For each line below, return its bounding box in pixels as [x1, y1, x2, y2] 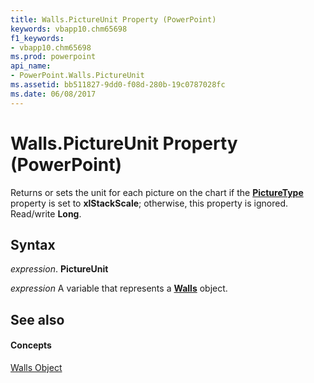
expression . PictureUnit [10, 263, 109, 275]
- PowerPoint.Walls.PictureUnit [10, 71, 145, 81]
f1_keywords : [10, 33, 65, 43]
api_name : [10, 61, 52, 71]
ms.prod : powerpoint [10, 52, 97, 62]
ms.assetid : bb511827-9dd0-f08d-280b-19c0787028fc [10, 80, 226, 90]
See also [10, 311, 65, 328]
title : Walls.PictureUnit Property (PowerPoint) [10, 14, 217, 25]
